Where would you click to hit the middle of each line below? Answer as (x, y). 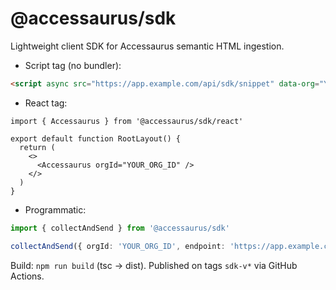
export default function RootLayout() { (96, 138)
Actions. (27, 276)
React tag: (46, 103)
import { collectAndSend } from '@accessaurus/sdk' (120, 228)
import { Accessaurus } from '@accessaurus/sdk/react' (127, 121)
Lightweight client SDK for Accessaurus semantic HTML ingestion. (147, 46)
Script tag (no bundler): (73, 65)
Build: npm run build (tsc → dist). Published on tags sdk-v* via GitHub (154, 265)
